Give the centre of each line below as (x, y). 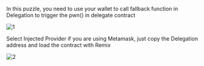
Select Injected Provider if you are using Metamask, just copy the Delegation (102, 38)
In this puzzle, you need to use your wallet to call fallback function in (92, 9)
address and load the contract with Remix (58, 45)
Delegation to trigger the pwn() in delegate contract (71, 15)
